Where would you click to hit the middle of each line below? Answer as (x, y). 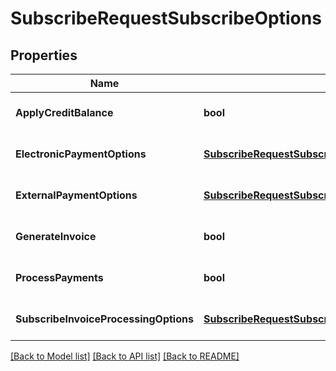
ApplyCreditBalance (64, 112)
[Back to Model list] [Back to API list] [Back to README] (125, 356)
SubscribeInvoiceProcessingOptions (104, 319)
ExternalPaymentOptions (76, 195)
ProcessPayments (59, 277)
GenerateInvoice (56, 236)
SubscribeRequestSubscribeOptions (166, 18)
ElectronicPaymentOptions (81, 154)
